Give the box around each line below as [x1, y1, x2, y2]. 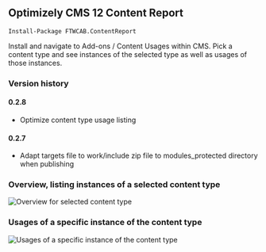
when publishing [19, 159, 75, 169]
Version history [8, 78, 69, 89]
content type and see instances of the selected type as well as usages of [8, 49, 248, 59]
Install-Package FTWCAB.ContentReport [8, 27, 137, 35]
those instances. [8, 58, 63, 67]
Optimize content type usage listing [19, 115, 137, 124]
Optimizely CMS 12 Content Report [8, 6, 184, 20]
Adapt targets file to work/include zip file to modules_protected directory [19, 151, 258, 161]
